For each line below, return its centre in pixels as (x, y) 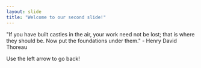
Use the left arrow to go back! (43, 58)
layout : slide (24, 12)
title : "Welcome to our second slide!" (56, 17)
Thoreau (17, 47)
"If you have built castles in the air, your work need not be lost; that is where (100, 34)
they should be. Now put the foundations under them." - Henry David (92, 41)
